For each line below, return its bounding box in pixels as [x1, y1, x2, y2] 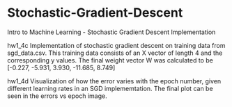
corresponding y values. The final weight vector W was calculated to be [7, 56, 214, 64]
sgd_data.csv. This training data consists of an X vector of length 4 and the [7, 49, 223, 57]
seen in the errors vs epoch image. [7, 92, 107, 100]
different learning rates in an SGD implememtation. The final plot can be [7, 84, 214, 92]
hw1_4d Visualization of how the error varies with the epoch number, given [7, 76, 222, 85]
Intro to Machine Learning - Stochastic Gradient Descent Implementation [7, 28, 216, 36]
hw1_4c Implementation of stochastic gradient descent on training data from [7, 41, 226, 49]
